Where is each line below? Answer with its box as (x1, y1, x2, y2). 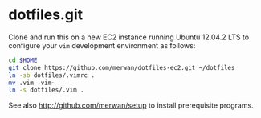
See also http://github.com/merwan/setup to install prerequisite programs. (8, 100, 255, 110)
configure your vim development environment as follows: (8, 40, 196, 50)
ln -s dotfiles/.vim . (8, 86, 84, 94)
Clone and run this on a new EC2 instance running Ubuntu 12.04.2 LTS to (8, 32, 250, 42)
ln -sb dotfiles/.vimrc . (8, 71, 95, 79)
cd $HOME (8, 56, 38, 64)
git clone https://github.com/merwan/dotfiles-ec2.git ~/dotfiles (8, 63, 235, 71)
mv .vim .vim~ (8, 79, 56, 87)
